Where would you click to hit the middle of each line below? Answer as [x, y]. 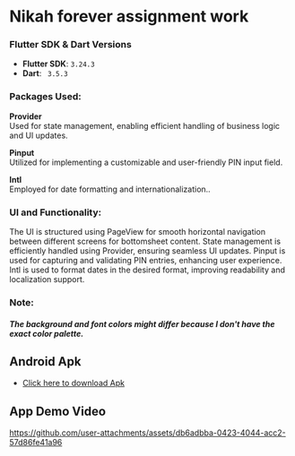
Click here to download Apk [74, 383]
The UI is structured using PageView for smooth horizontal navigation [138, 232]
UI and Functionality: [56, 212]
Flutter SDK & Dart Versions [70, 45]
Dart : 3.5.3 [45, 73]
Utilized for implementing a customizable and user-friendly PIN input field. [146, 162]
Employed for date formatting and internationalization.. [110, 189]
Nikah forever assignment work [129, 17]
